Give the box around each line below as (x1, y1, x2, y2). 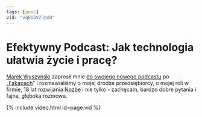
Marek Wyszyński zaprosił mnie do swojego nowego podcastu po (6, 73, 170, 80)
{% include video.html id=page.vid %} (6, 104, 101, 112)
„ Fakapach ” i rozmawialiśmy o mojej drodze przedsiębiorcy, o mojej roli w (6, 80, 189, 87)
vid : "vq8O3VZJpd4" (6, 14, 55, 21)
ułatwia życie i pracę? (6, 53, 118, 67)
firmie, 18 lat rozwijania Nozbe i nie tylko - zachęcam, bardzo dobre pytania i (6, 86, 197, 93)
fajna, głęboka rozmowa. (6, 92, 68, 100)
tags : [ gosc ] (6, 8, 39, 15)
